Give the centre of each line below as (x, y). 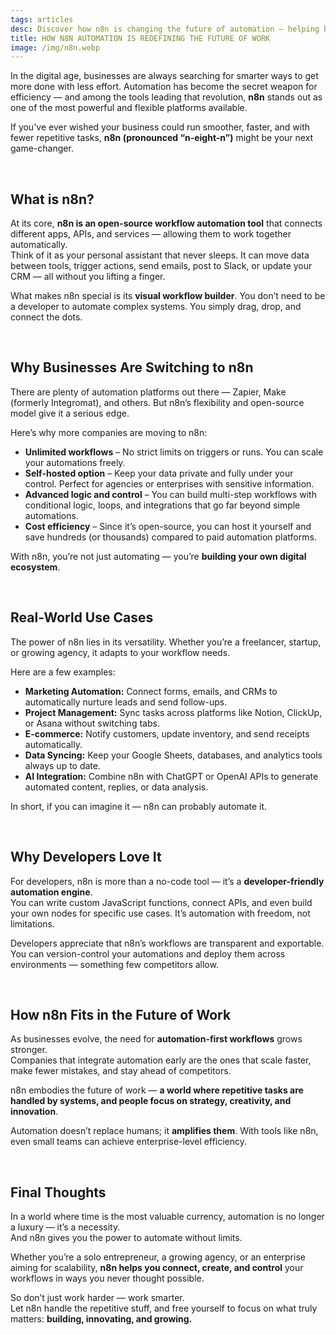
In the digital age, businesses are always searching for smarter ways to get (164, 76)
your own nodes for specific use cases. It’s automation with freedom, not (160, 913)
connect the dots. (46, 317)
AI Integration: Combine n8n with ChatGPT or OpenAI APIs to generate (171, 776)
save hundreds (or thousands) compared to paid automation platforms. (170, 537)
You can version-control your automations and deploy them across (148, 953)
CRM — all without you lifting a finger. (88, 277)
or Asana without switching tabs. (92, 723)
